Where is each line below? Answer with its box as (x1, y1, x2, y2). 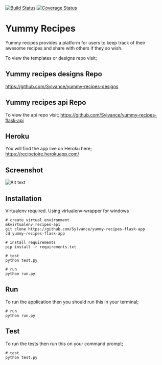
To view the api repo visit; (5, 111, 60, 118)
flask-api (5, 117, 24, 123)
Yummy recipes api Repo (5, 98, 86, 107)
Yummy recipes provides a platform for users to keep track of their (5, 39, 146, 45)
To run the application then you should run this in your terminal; (5, 299, 139, 305)
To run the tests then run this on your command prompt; (5, 340, 124, 347)
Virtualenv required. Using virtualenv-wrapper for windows (5, 208, 129, 214)
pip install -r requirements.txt (5, 244, 77, 249)
